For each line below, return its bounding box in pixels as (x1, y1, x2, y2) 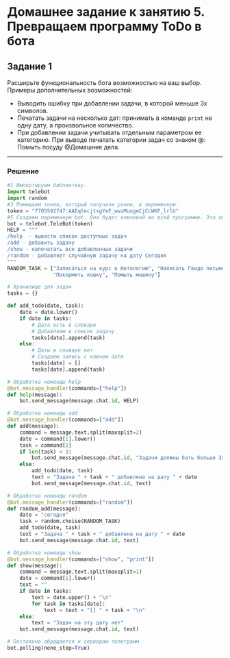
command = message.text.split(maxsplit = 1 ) (19, 568, 142, 576)
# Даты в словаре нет (31, 347, 94, 354)
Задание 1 (7, 60, 53, 72)
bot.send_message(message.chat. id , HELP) (19, 398, 139, 404)
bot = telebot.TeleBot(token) (7, 220, 94, 227)
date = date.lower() (19, 309, 78, 316)
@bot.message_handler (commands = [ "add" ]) (7, 416, 125, 424)
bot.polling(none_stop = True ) (7, 645, 90, 652)
